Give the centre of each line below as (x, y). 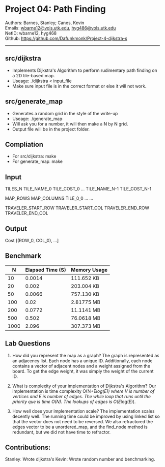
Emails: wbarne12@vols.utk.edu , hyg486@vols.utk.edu (61, 28)
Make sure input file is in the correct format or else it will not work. (79, 86)
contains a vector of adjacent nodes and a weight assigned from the (81, 366)
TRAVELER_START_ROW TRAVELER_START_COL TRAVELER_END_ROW (77, 208)
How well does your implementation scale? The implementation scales (83, 411)
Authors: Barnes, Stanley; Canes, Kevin (45, 23)
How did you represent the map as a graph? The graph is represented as (86, 355)
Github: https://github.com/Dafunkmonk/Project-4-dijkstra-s (66, 38)
